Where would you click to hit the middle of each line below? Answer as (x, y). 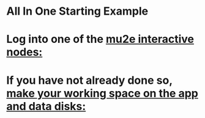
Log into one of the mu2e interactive (100, 39)
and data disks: (46, 106)
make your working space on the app (102, 93)
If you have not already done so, (89, 80)
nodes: (24, 52)
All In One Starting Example (77, 11)
